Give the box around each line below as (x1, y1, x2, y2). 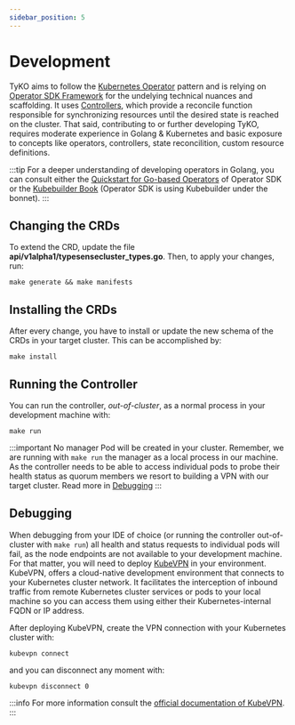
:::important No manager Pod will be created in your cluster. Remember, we (9, 442, 284, 453)
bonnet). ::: (9, 192, 50, 203)
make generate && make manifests (9, 278, 133, 287)
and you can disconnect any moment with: (9, 665, 165, 675)
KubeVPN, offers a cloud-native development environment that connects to (9, 567, 284, 578)
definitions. (9, 147, 51, 157)
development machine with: (9, 410, 111, 420)
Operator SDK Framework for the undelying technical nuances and (9, 90, 253, 101)
